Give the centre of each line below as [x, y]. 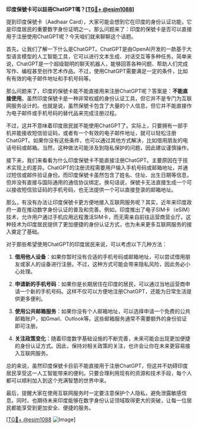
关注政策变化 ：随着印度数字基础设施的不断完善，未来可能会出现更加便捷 [102, 339]
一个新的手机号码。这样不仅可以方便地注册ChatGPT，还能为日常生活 [103, 291]
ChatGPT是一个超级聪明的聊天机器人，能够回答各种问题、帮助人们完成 [102, 64]
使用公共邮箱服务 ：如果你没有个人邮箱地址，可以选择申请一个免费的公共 [102, 311]
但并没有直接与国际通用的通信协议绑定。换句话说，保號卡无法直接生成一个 [96, 182]
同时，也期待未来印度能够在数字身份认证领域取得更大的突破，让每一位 [101, 400]
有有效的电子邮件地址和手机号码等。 [50, 78]
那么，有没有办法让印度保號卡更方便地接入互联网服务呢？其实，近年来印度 [96, 202]
